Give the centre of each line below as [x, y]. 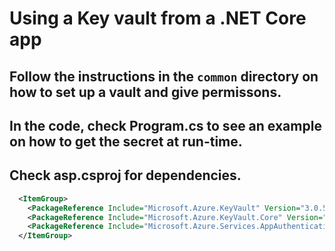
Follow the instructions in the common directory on [164, 76]
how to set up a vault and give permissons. [145, 92]
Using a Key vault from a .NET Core [158, 18]
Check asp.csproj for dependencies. [125, 175]
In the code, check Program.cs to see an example [165, 125]
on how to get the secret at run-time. [126, 141]
